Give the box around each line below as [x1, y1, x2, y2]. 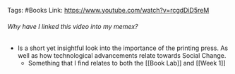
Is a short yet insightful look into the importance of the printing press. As [17, 44, 228, 52]
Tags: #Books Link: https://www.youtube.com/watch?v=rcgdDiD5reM [7, 6, 210, 14]
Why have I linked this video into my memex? [7, 22, 138, 30]
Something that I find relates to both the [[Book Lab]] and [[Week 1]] [28, 59, 226, 68]
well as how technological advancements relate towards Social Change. [17, 51, 227, 60]
